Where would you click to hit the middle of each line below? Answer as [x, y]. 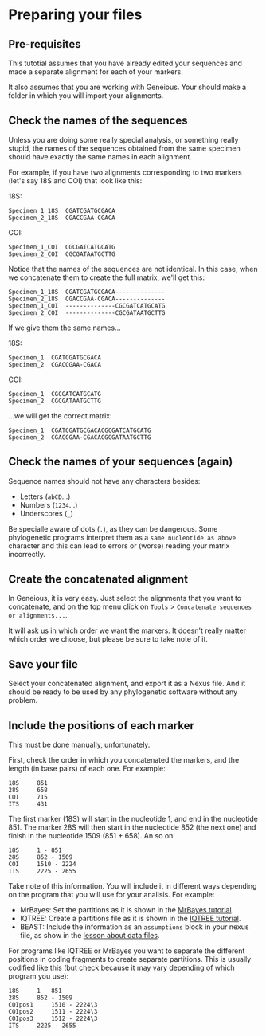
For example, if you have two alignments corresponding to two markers [125, 172]
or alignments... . [38, 615]
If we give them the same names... [65, 328]
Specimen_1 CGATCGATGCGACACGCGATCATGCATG [80, 430]
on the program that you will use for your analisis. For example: [111, 895]
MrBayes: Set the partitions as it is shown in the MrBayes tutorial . [127, 910]
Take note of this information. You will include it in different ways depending [133, 886]
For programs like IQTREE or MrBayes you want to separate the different [127, 951]
